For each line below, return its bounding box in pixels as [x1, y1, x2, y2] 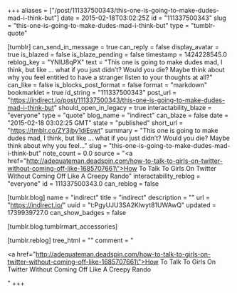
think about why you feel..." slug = [7, 141, 108, 149]
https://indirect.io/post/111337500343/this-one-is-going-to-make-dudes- [10, 96, 226, 104]
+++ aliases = [7, 6, 48, 14]
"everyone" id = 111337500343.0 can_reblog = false [7, 179, 159, 188]
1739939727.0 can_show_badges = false [7, 209, 127, 217]
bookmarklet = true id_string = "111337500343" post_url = [7, 89, 177, 96]
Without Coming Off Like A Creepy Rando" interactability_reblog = [7, 172, 201, 180]
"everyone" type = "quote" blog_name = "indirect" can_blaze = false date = [7, 111, 229, 119]
